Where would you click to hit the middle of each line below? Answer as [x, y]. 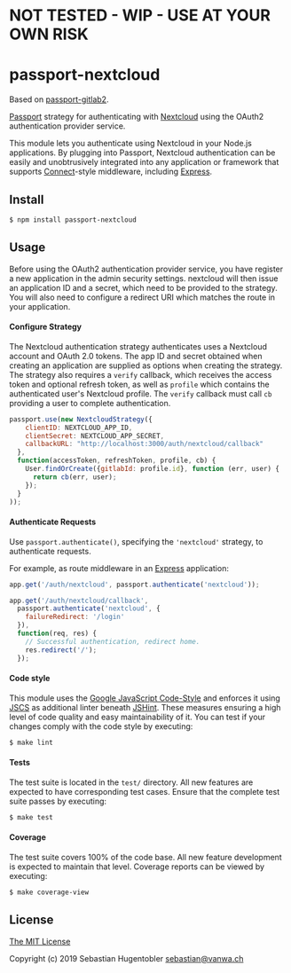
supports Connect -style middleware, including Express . [111, 172]
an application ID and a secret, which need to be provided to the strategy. [143, 287]
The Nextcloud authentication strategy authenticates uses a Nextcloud [138, 346]
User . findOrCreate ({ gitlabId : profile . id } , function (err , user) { [152, 469]
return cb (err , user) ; [75, 477]
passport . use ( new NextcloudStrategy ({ [81, 419]
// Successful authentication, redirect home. [113, 641]
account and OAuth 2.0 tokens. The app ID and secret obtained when [136, 356]
